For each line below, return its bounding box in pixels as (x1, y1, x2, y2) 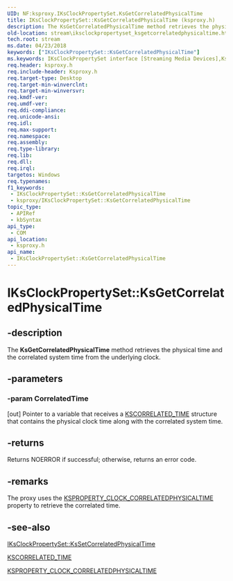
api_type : (7, 223, 36, 229)
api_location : (7, 236, 49, 243)
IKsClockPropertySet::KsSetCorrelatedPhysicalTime (7, 540, 156, 548)
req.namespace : (7, 132, 51, 139)
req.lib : (7, 152, 33, 159)
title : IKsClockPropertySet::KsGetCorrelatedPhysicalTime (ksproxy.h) (7, 17, 216, 24)
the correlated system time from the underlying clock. (7, 353, 161, 361)
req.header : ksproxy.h (7, 62, 73, 69)
